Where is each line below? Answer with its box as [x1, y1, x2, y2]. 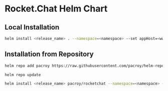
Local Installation [5, 23, 60, 31]
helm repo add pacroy [5, 63, 50, 68]
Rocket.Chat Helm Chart [5, 3, 108, 14]
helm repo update [5, 72, 41, 77]
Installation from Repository [5, 50, 94, 58]
